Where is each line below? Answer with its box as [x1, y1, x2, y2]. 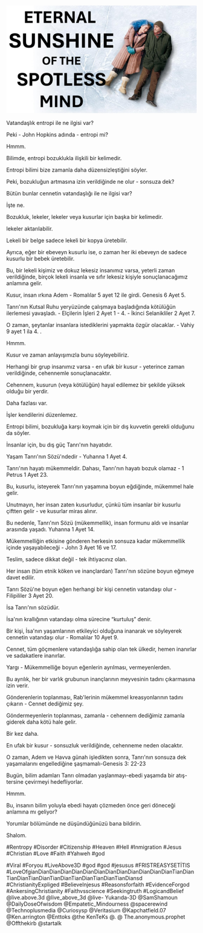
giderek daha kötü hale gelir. [6, 718, 77, 726]
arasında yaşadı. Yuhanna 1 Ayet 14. [6, 525, 95, 533]
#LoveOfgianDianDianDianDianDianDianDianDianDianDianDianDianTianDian [6, 867, 195, 875]
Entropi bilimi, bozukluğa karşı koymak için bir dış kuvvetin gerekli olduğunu [6, 423, 195, 430]
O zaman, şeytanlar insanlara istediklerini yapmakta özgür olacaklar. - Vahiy [6, 321, 195, 328]
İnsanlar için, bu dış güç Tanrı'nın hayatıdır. [6, 441, 113, 448]
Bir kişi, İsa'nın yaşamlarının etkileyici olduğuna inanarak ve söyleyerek [6, 627, 182, 635]
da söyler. [6, 429, 31, 436]
